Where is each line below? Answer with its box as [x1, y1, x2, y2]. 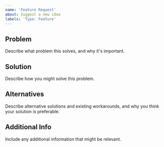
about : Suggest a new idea [5, 12, 61, 17]
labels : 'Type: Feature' [5, 16, 56, 21]
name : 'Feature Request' [5, 7, 56, 12]
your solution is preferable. [5, 108, 60, 114]
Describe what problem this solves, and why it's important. [5, 48, 125, 54]
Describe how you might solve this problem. [5, 75, 95, 81]
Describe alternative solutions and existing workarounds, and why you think [5, 103, 160, 109]
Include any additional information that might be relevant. [5, 136, 122, 142]
